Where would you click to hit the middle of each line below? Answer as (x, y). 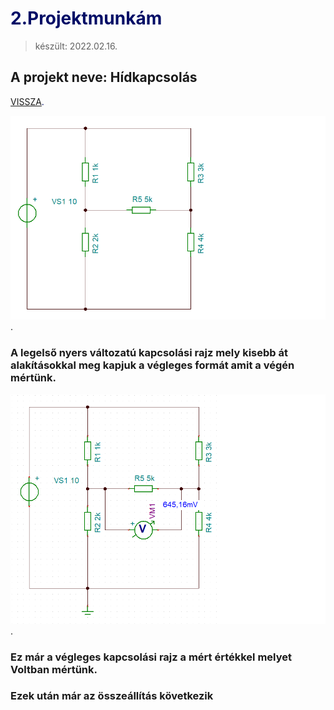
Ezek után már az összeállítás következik (112, 696)
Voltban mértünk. (54, 669)
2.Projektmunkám (86, 18)
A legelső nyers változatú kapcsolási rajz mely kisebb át (149, 353)
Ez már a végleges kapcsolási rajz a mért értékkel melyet (151, 657)
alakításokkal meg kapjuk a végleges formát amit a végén (152, 365)
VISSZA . (27, 101)
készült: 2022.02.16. (76, 46)
